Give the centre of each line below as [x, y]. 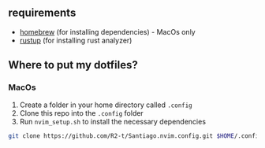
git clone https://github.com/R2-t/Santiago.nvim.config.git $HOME [121, 136]
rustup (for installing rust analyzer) [76, 40]
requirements [42, 13]
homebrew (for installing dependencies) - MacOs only [107, 31]
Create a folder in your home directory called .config [106, 105]
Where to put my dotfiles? [73, 65]
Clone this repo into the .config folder [81, 113]
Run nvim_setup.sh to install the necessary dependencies [113, 121]
